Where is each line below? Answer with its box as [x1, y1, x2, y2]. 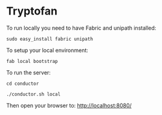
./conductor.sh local [6, 91, 61, 97]
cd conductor [6, 80, 39, 87]
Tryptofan [6, 4, 57, 18]
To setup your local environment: [6, 47, 89, 54]
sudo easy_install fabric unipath [6, 36, 94, 42]
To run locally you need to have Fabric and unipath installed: [6, 24, 157, 31]
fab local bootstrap [6, 58, 59, 64]
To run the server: [6, 68, 51, 76]
